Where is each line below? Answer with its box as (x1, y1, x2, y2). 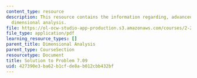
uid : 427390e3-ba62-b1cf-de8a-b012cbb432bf (6, 63, 114, 69)
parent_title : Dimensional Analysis (6, 42, 96, 48)
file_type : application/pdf (6, 30, 75, 36)
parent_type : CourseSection (6, 47, 75, 53)
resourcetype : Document (6, 52, 64, 58)
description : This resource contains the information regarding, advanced (6, 14, 193, 20)
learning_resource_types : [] (6, 36, 77, 42)
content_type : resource (6, 8, 64, 15)
